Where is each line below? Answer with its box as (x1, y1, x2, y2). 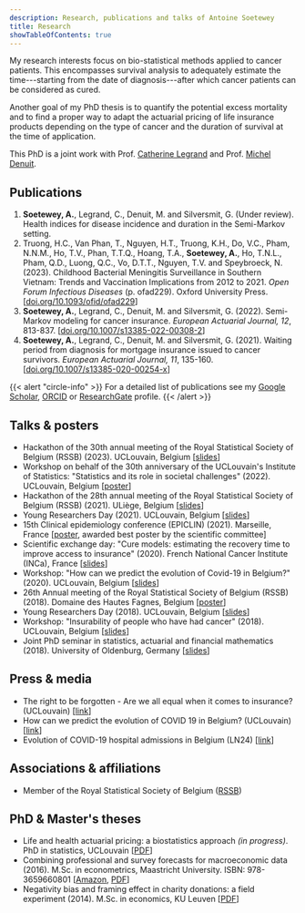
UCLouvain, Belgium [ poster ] (22, 480, 132, 491)
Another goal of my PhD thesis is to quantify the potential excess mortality (9, 102, 289, 113)
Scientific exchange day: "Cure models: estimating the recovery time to (22, 539, 290, 549)
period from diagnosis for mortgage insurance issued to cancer (22, 344, 261, 355)
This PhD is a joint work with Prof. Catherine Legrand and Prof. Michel (9, 149, 271, 159)
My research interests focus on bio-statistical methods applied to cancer (9, 56, 282, 67)
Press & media (9, 672, 93, 687)
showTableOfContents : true (9, 30, 112, 39)
